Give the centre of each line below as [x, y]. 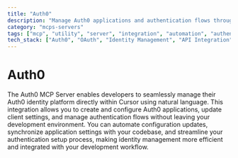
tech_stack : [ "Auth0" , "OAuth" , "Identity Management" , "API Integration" [120, 40]
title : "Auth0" [30, 14]
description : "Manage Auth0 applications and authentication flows [109, 20]
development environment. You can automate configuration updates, [108, 125]
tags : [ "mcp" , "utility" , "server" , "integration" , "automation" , [107, 34]
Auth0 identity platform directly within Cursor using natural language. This [115, 102]
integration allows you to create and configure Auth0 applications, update [114, 109]
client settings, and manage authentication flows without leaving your [109, 117]
